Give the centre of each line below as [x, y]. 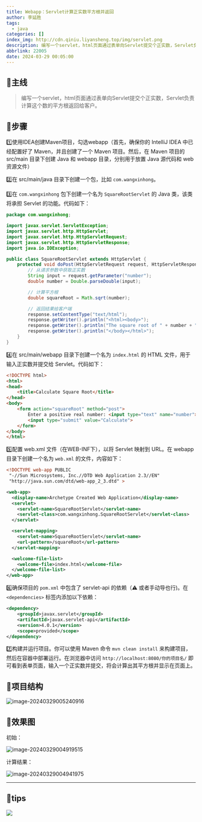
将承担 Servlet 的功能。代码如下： [48, 204]
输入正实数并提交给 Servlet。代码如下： [55, 364]
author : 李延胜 [24, 17]
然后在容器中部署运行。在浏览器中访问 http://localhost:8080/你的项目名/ [97, 658]
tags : [13, 23]
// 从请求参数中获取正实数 [57, 270]
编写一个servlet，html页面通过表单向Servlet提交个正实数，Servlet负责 [108, 98]
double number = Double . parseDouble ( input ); [84, 281]
